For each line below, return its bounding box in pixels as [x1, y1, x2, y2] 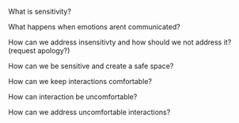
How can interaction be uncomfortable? [8, 92, 138, 102]
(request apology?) [8, 46, 70, 55]
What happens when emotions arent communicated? [8, 22, 180, 31]
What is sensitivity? [8, 7, 71, 16]
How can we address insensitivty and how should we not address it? [8, 37, 232, 47]
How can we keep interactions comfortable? [8, 77, 153, 86]
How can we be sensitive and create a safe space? [8, 61, 174, 71]
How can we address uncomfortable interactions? [8, 107, 171, 117]
